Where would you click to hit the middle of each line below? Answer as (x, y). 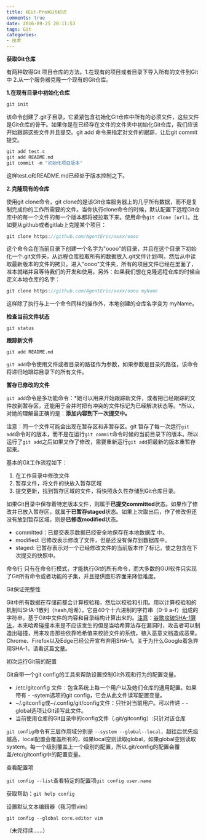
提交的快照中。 (40, 555)
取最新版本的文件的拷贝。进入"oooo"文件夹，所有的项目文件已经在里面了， (101, 264)
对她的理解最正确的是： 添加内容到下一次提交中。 (68, 414)
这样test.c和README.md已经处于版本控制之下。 (67, 175)
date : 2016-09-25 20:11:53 (41, 23)
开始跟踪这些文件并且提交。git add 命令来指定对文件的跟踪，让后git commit (102, 132)
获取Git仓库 (21, 59)
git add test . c (26, 151)
